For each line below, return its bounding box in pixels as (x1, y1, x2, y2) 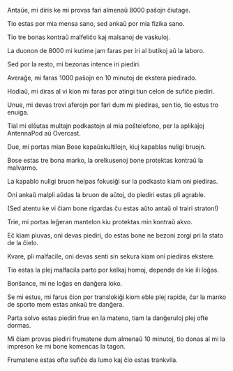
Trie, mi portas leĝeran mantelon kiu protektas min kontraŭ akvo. (7, 218, 193, 226)
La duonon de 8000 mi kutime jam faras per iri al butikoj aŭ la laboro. (7, 47, 205, 54)
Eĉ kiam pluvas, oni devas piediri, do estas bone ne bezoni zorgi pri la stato (7, 231, 224, 240)
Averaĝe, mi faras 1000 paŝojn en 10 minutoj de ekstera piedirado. (7, 73, 197, 82)
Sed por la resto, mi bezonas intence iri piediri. (7, 60, 141, 68)
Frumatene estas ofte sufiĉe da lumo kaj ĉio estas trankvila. (7, 356, 178, 364)
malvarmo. (7, 163, 38, 172)
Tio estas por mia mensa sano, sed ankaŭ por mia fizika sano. (7, 20, 185, 27)
